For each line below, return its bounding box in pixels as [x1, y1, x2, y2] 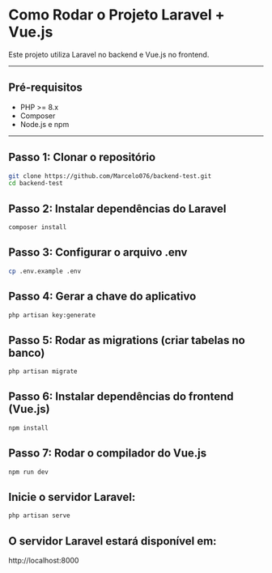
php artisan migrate [8, 367, 79, 376]
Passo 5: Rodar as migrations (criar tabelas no [8, 333, 245, 347]
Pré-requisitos [8, 81, 83, 95]
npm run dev [8, 468, 49, 476]
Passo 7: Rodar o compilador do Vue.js [8, 447, 207, 461]
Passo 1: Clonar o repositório [8, 151, 156, 164]
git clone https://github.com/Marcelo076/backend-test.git [8, 172, 212, 180]
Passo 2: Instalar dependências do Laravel [8, 202, 227, 215]
